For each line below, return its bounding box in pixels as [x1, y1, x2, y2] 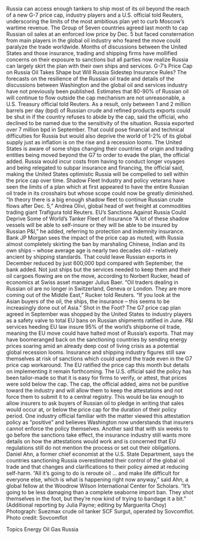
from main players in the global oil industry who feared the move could [6, 37, 181, 44]
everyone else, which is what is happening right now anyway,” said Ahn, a [6, 476, 189, 483]
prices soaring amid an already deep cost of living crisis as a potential [6, 343, 179, 349]
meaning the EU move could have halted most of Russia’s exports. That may [6, 329, 194, 337]
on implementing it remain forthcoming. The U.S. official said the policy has [6, 368, 192, 375]
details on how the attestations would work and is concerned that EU [6, 438, 176, 445]
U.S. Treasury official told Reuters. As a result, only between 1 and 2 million [6, 101, 191, 107]
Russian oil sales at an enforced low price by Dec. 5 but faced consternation [6, 31, 195, 38]
